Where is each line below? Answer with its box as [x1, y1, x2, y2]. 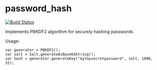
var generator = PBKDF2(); [5, 47, 61, 52]
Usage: [5, 38, 20, 44]
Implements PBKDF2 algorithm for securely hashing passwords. [5, 28, 134, 34]
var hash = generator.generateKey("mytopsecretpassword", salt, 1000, [5, 56, 153, 61]
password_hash [5, 3, 72, 14]
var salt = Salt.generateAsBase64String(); [5, 52, 96, 57]
